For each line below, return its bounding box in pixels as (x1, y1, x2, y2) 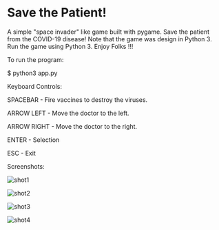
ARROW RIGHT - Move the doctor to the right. (7, 122, 138, 130)
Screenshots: (7, 162, 45, 170)
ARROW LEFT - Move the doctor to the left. (7, 109, 129, 117)
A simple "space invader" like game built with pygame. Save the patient (7, 28, 210, 36)
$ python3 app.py (7, 69, 58, 77)
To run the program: (7, 55, 64, 63)
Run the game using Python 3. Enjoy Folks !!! (7, 42, 134, 50)
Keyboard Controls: (7, 82, 62, 90)
